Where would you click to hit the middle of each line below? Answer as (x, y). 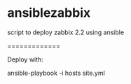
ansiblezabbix (49, 13)
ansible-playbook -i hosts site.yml (56, 73)
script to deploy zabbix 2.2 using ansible (66, 32)
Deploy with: (25, 59)
